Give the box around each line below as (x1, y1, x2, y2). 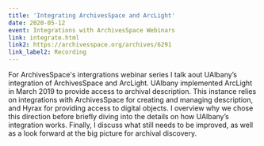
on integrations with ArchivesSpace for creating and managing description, (8, 95, 254, 104)
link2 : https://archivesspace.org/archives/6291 (8, 41, 172, 49)
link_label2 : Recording (8, 48, 87, 56)
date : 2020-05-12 (8, 19, 66, 27)
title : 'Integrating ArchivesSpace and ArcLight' (8, 11, 176, 20)
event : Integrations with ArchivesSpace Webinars (8, 26, 176, 34)
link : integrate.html (8, 33, 80, 42)
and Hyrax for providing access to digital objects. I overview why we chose (8, 103, 254, 113)
